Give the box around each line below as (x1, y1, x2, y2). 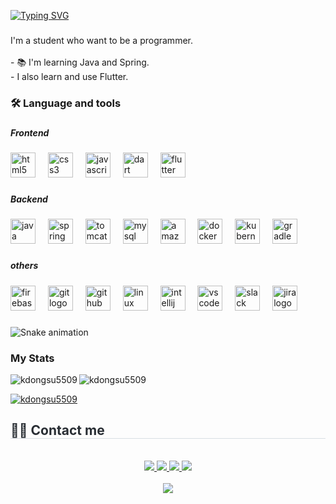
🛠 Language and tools (10, 96, 122, 110)
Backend (10, 193, 48, 205)
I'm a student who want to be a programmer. (10, 34, 193, 46)
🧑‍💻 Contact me (10, 422, 105, 439)
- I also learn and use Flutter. (10, 70, 129, 82)
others (10, 260, 39, 272)
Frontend (10, 126, 50, 139)
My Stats (10, 351, 55, 365)
